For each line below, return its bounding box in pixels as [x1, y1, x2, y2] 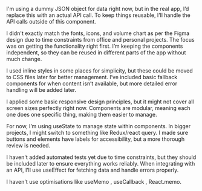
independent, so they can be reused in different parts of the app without [6, 49, 186, 56]
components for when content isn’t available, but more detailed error [6, 80, 178, 87]
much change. [6, 56, 42, 62]
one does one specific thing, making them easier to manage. [6, 111, 157, 118]
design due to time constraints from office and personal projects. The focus [6, 36, 195, 43]
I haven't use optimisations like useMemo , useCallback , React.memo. [6, 178, 181, 185]
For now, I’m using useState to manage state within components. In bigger [6, 123, 191, 129]
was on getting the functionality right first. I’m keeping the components [6, 42, 183, 50]
